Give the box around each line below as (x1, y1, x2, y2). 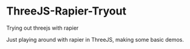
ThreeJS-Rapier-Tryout (6, 4, 126, 18)
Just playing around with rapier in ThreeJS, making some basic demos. (6, 36, 184, 43)
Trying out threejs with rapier (6, 24, 79, 31)
